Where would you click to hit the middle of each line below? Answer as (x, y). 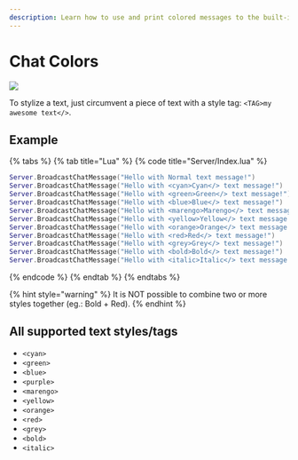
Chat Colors (54, 61)
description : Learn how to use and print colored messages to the (134, 17)
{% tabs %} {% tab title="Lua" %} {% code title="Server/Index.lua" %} (138, 162)
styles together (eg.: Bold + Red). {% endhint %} (98, 304)
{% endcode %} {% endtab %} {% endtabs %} (94, 277)
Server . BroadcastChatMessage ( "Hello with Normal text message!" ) (132, 178)
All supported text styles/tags (94, 332)
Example (34, 140)
